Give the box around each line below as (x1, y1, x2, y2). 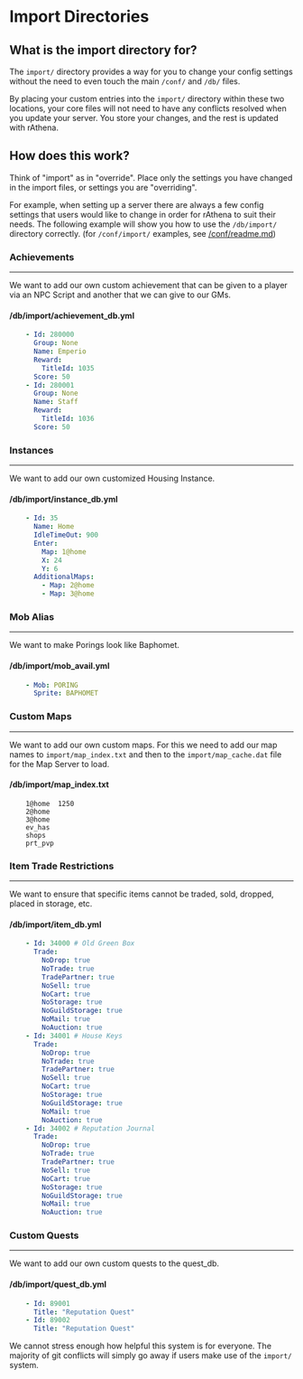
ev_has (25, 822, 50, 832)
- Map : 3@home (41, 589, 95, 598)
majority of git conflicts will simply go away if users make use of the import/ (9, 1350, 292, 1361)
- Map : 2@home (41, 581, 95, 590)
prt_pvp (25, 839, 54, 848)
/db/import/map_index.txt (9, 779, 110, 790)
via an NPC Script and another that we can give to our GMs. (9, 289, 232, 300)
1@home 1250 (25, 799, 75, 808)
